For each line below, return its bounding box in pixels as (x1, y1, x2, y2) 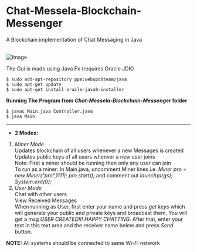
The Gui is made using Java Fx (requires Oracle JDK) (6, 65, 134, 72)
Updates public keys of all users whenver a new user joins (14, 153, 155, 160)
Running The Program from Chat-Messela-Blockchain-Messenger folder (6, 97, 188, 104)
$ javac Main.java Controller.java (6, 108, 93, 114)
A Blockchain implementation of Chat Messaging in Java (6, 36, 142, 43)
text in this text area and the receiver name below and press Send (14, 221, 174, 229)
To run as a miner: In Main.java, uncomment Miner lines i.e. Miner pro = (14, 166, 187, 173)
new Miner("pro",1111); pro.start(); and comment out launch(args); (14, 172, 173, 179)
